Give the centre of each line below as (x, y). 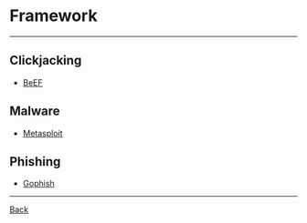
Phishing (35, 162)
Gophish (38, 184)
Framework (53, 16)
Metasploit (42, 133)
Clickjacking (46, 61)
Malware (35, 111)
